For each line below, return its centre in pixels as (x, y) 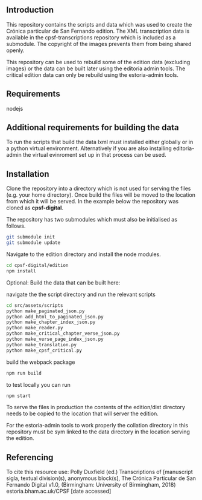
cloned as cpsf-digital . (35, 208)
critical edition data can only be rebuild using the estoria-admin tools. (93, 74)
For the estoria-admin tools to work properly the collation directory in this (97, 426)
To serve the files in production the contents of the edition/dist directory (96, 407)
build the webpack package (41, 362)
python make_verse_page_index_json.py (55, 339)
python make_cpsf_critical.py (44, 350)
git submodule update (33, 243)
